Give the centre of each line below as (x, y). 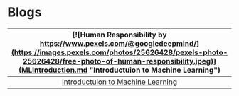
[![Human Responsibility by (119, 35)
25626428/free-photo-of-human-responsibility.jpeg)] (119, 61)
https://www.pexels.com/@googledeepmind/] (119, 43)
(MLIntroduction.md (53, 70)
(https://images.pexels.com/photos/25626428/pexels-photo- (119, 52)
